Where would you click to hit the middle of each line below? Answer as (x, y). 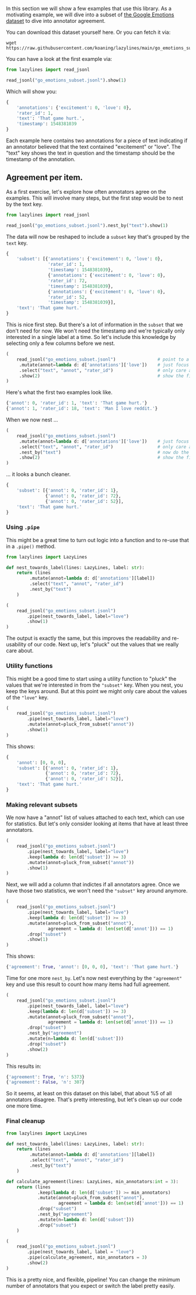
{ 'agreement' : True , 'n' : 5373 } (45, 1077)
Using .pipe (23, 527)
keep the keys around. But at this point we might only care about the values (97, 691)
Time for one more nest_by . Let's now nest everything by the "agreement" (94, 978)
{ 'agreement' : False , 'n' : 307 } (45, 1082)
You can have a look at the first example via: (59, 59)
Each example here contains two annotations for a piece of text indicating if (97, 141)
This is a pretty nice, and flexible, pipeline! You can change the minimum (93, 1279)
